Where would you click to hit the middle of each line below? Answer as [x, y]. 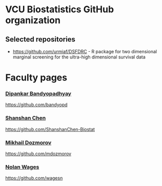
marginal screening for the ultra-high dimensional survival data [79, 57]
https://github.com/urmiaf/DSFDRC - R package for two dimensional [85, 51]
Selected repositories [40, 39]
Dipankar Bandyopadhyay [38, 94]
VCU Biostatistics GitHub [60, 9]
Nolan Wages [22, 167]
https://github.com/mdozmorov [38, 154]
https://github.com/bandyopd [36, 105]
